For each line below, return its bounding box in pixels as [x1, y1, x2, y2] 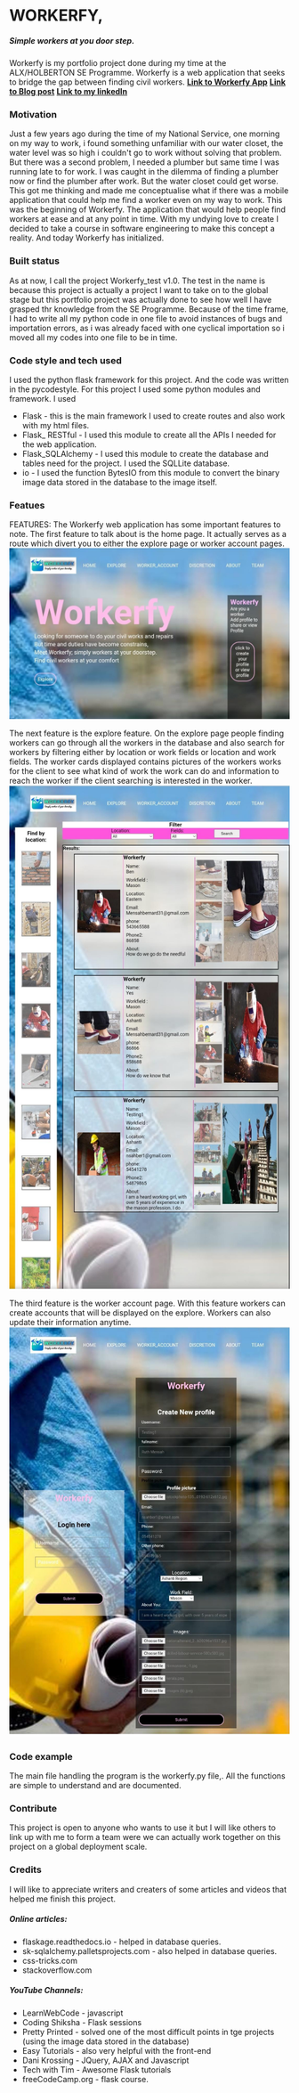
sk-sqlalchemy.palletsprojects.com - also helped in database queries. [21, 1945, 278, 1956]
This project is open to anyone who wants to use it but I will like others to [9, 1822, 276, 1833]
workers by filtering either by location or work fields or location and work [9, 746, 277, 757]
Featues [9, 499, 45, 511]
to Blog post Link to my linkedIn [9, 86, 127, 97]
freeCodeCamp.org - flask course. [21, 2073, 149, 2084]
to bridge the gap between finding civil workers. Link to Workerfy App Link [9, 77, 287, 87]
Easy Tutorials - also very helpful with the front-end [21, 2045, 212, 2056]
